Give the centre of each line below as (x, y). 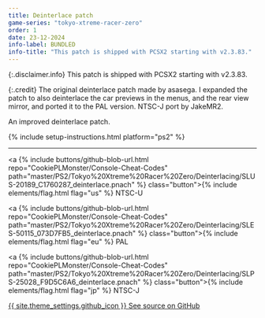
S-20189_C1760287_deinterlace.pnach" (72, 185)
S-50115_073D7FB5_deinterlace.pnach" (72, 233)
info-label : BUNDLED (42, 45)
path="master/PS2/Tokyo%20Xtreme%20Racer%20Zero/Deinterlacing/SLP (131, 274)
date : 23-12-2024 (37, 37)
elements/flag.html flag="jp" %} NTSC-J (74, 290)
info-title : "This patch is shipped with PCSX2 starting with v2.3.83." (130, 52)
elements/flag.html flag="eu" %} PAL (68, 242)
